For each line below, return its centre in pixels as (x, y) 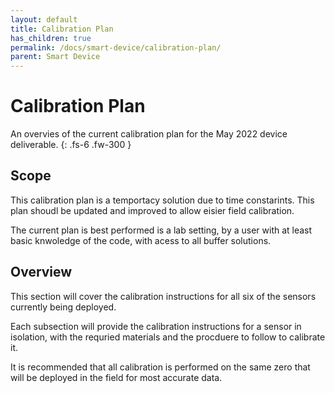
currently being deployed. (63, 307)
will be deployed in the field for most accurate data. (116, 377)
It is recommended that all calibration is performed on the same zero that (160, 367)
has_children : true (51, 38)
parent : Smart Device (55, 57)
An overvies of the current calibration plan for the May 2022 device (149, 134)
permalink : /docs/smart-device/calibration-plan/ (116, 47)
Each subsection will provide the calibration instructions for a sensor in (156, 326)
